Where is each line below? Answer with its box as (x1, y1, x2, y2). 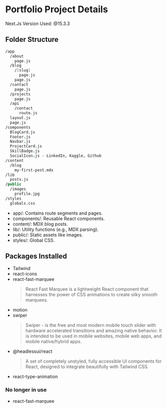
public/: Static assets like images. (12, 231, 83, 238)
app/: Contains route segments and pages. (12, 210, 103, 216)
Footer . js (10, 134, 31, 139)
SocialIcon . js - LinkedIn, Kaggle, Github (10, 153, 102, 158)
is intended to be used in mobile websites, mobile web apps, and (25, 333, 162, 339)
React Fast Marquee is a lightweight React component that (25, 286, 149, 292)
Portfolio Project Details (5, 4, 108, 15)
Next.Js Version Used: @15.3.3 (5, 20, 70, 27)
